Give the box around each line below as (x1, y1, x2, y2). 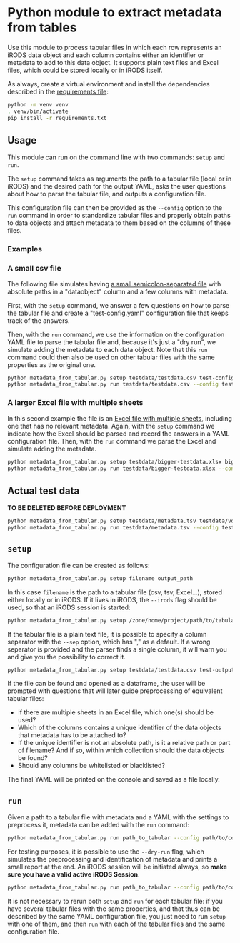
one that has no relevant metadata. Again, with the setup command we (7, 421, 215, 430)
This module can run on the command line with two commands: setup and (7, 153, 225, 161)
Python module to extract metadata (7, 4, 223, 21)
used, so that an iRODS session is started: (7, 603, 131, 612)
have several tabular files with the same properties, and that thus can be (7, 904, 220, 913)
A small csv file (7, 264, 62, 274)
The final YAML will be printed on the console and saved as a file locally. (7, 775, 220, 784)
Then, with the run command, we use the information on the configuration (7, 330, 225, 339)
